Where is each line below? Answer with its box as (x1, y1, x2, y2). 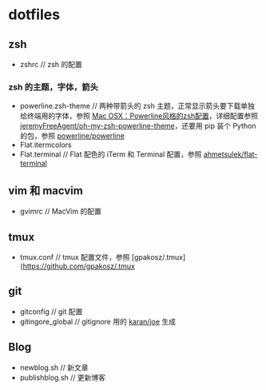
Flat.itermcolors (19, 140, 72, 149)
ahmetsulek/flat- (203, 149, 258, 159)
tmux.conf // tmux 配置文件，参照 (19, 252, 130, 261)
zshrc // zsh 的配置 (19, 60, 82, 69)
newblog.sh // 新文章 (19, 362, 89, 372)
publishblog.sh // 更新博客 (19, 372, 106, 382)
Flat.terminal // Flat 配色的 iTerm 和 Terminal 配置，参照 (19, 149, 202, 159)
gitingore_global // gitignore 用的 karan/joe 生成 (19, 316, 177, 326)
